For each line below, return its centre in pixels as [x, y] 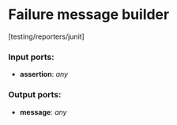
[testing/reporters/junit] [46, 36]
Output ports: [35, 95]
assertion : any [44, 74]
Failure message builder [89, 15]
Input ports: [31, 57]
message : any [43, 112]
